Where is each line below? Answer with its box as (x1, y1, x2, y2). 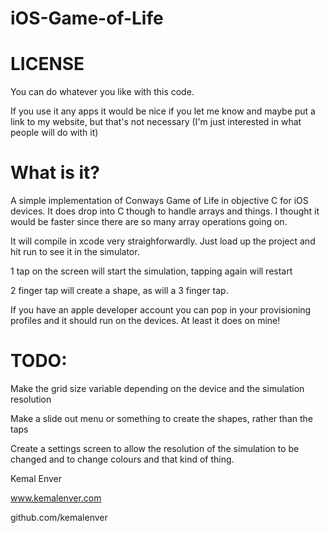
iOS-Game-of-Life (10, 7, 164, 30)
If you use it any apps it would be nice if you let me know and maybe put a (10, 105, 316, 117)
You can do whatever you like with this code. (10, 86, 195, 98)
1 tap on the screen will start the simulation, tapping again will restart (10, 265, 293, 277)
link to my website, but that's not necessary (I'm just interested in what (10, 116, 302, 128)
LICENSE (10, 53, 85, 76)
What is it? (10, 162, 101, 184)
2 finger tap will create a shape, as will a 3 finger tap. (10, 285, 229, 297)
